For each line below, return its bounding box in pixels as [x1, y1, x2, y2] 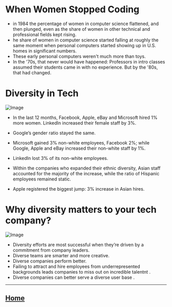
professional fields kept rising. [12, 31, 77, 37]
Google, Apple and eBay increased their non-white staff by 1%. [12, 145, 146, 151]
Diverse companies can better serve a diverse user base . [12, 274, 135, 280]
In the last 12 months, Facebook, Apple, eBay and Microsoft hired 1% [12, 114, 158, 120]
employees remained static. [12, 176, 72, 182]
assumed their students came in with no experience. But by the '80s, [12, 64, 158, 70]
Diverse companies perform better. [12, 258, 87, 264]
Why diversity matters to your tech [5, 204, 157, 216]
